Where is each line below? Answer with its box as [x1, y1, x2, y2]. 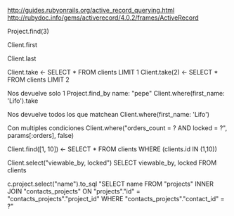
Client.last [7, 54, 37, 63]
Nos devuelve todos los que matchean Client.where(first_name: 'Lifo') [7, 110, 209, 118]
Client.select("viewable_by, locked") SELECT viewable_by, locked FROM [7, 158, 217, 167]
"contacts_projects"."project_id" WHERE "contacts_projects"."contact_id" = [7, 195, 225, 203]
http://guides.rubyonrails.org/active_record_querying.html [7, 6, 175, 14]
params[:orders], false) [7, 132, 74, 139]
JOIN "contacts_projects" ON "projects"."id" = [7, 187, 141, 196]
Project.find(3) [7, 27, 49, 35]
